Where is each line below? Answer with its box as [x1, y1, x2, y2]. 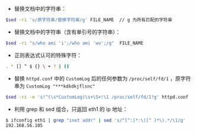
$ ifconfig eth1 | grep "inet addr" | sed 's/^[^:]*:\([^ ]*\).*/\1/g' [5, 117, 186, 123]
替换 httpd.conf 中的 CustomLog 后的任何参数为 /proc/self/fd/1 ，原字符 [14, 74, 191, 82]
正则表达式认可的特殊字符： [14, 51, 82, 59]
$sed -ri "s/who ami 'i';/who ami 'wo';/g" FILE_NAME [5, 40, 144, 46]
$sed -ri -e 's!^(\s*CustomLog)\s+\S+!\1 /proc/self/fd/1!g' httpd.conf [5, 94, 189, 100]
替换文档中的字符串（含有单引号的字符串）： [14, 28, 121, 35]
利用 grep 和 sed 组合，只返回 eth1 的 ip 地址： [14, 105, 128, 112]
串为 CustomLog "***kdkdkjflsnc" [14, 82, 95, 89]
